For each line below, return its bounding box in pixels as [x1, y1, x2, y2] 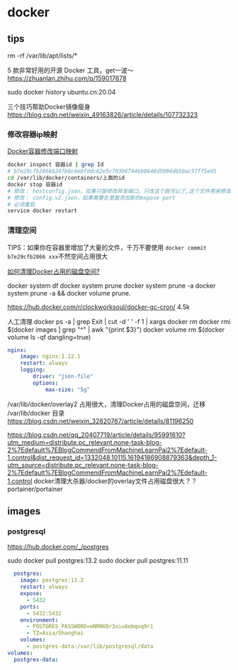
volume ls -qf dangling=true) [7, 333, 91, 341]
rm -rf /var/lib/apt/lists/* [7, 51, 78, 60]
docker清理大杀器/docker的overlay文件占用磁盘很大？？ [33, 477, 198, 485]
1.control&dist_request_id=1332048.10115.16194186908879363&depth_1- [7, 453, 217, 462]
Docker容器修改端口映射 [7, 147, 79, 156]
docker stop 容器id [7, 180, 63, 188]
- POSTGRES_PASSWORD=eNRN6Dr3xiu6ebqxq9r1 [25, 623, 154, 630]
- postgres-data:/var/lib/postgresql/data [25, 643, 154, 650]
